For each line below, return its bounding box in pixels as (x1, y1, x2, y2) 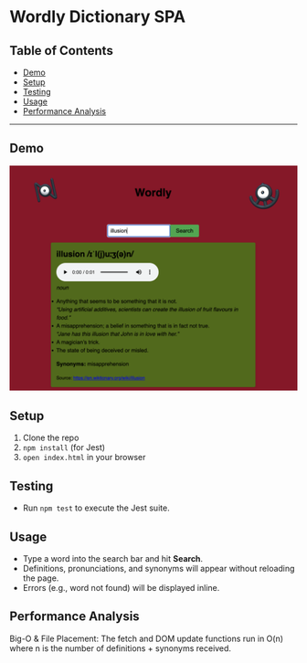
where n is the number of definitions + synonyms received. (9, 642, 231, 654)
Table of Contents (9, 43, 114, 58)
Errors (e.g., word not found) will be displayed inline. (22, 583, 220, 593)
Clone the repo (22, 432, 79, 444)
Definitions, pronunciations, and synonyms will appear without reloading (22, 563, 295, 574)
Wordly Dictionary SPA (9, 6, 185, 27)
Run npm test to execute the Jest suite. (22, 502, 171, 513)
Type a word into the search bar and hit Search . (22, 553, 204, 563)
